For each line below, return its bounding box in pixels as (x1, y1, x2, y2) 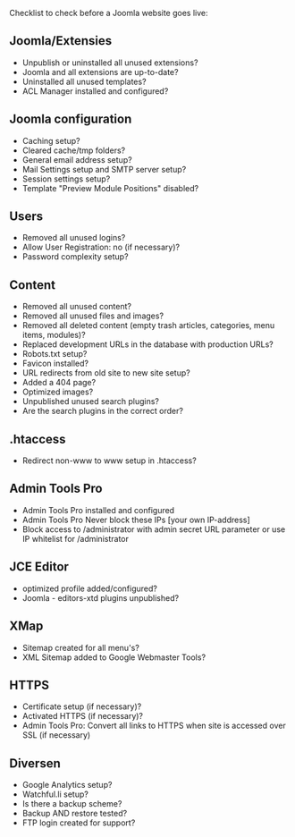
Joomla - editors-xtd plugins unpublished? (21, 592, 180, 603)
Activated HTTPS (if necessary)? (21, 711, 144, 722)
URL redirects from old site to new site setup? (21, 368, 190, 378)
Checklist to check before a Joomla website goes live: (9, 8, 208, 18)
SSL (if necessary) (21, 730, 91, 740)
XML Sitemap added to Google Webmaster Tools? (21, 652, 206, 663)
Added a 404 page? (21, 377, 97, 388)
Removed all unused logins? (21, 232, 126, 243)
